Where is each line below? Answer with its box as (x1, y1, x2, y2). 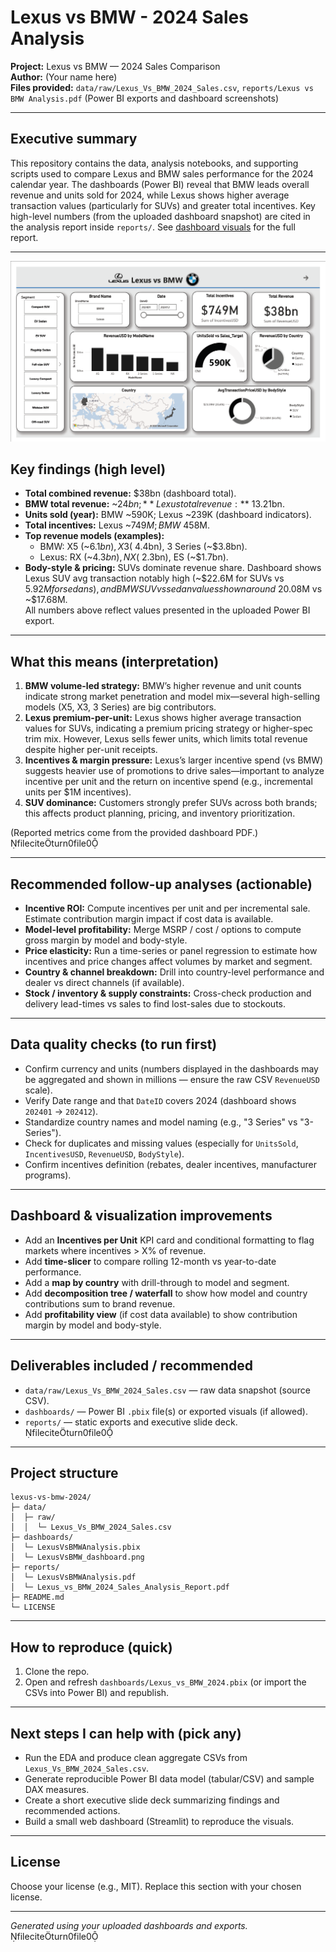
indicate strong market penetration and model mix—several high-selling (24, 691, 320, 703)
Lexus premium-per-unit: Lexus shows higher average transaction (24, 712, 302, 724)
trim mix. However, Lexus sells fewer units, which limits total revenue (24, 733, 308, 745)
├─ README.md (10, 1592, 65, 1603)
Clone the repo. (24, 1666, 90, 1678)
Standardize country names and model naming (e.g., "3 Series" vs (24, 1116, 298, 1128)
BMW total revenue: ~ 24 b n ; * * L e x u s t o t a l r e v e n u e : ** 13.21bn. (24, 498, 285, 510)
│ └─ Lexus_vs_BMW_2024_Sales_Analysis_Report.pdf (10, 1582, 230, 1593)
